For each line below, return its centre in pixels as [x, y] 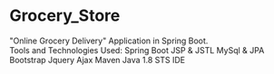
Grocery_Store [65, 16]
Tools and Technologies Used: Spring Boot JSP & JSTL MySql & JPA [137, 50]
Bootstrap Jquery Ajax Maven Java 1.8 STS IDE [98, 60]
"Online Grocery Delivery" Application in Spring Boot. [109, 41]
